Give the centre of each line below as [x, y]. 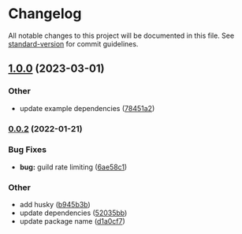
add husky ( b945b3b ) [55, 205]
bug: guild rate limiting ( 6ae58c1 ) [73, 167]
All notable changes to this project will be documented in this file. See [121, 35]
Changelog [45, 14]
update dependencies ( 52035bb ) [73, 213]
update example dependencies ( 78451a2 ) [87, 108]
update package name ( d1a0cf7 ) [73, 221]
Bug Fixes [28, 150]
